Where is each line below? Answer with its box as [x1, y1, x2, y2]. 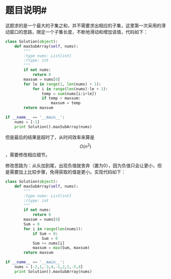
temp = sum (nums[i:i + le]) [41, 91, 97, 96]
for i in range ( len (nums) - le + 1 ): [32, 86, 108, 92]
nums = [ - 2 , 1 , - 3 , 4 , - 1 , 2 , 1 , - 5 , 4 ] [14, 264, 83, 269]
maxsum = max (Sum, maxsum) [32, 245, 90, 250]
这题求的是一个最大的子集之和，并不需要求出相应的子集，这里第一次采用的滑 [5, 22, 166, 29]
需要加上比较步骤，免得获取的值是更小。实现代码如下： [9, 169, 126, 175]
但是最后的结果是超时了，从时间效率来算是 [5, 134, 95, 140]
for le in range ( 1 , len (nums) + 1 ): [23, 81, 101, 87]
